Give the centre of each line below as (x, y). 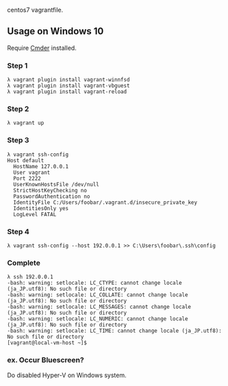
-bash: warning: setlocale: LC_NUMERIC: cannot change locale (98, 319)
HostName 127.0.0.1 (41, 166)
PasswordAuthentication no (52, 196)
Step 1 (17, 66)
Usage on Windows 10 (55, 31)
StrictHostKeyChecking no (50, 190)
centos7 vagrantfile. (35, 10)
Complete (24, 263)
